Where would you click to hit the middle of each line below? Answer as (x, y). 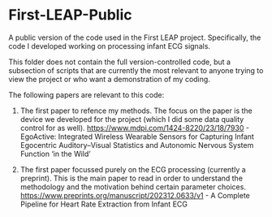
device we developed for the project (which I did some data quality (132, 119)
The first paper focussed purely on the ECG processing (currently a (133, 169)
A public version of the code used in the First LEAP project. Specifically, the (135, 37)
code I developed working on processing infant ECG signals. (110, 46)
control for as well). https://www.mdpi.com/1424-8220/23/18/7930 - (135, 128)
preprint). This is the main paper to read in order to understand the (132, 178)
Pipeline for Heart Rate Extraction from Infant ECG (104, 204)
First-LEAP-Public (70, 15)
